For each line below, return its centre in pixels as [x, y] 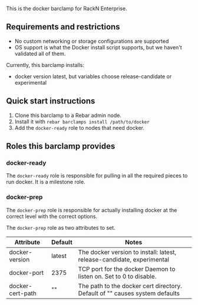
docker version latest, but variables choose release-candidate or [93, 76]
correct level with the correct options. [52, 216]
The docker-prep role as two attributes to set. [61, 227]
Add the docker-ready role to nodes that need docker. [80, 128]
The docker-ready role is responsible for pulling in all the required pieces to [97, 176]
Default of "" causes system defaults [129, 293]
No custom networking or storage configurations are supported [92, 41]
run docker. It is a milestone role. [46, 182]
